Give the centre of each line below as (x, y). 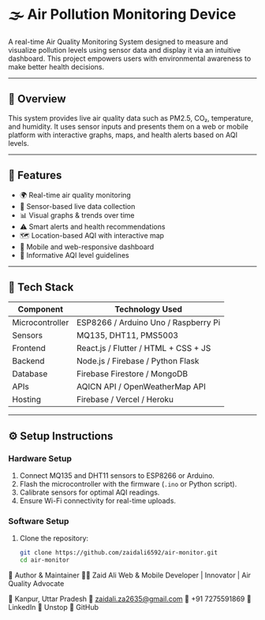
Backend (28, 361)
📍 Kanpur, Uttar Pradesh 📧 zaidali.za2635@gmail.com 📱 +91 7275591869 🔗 (130, 599)
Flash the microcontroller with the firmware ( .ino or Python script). (128, 484)
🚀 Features (35, 176)
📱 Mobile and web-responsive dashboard (87, 247)
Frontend (29, 349)
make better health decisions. (56, 66)
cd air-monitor (45, 560)
